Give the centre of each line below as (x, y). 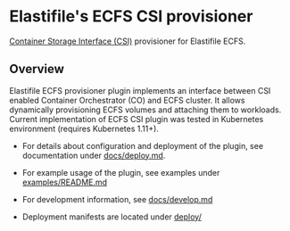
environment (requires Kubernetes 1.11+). (84, 128)
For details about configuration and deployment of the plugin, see (143, 145)
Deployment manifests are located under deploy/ (112, 217)
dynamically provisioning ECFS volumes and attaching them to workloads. (145, 110)
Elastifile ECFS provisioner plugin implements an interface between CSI (140, 90)
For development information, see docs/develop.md (117, 199)
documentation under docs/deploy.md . (94, 155)
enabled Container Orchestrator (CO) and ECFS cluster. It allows (127, 100)
